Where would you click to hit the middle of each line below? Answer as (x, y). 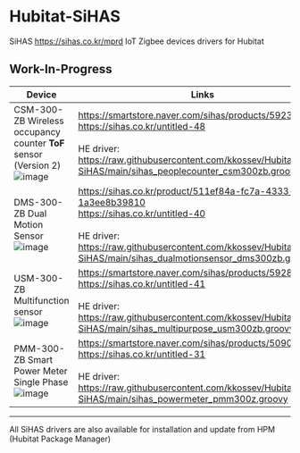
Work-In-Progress (61, 69)
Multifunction (42, 300)
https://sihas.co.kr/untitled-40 (142, 214)
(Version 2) (37, 165)
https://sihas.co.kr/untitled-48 (142, 126)
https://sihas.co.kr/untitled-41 (142, 283)
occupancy (37, 131)
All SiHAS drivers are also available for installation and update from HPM (142, 429)
